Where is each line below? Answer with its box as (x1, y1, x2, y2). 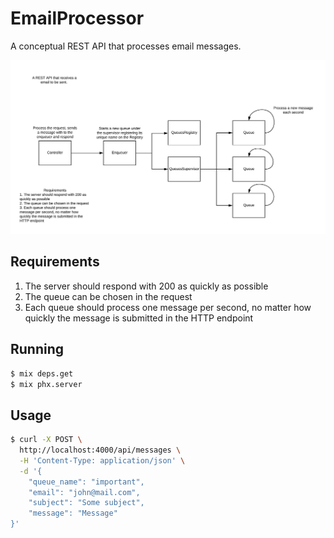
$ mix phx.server (10, 379, 83, 389)
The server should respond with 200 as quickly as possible (24, 280, 269, 292)
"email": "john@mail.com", (28, 487, 141, 497)
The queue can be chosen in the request (24, 290, 193, 302)
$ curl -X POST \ (10, 435, 83, 445)
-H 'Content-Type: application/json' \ (19, 455, 186, 466)
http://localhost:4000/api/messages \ (19, 445, 182, 456)
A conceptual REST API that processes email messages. (10, 40, 242, 52)
